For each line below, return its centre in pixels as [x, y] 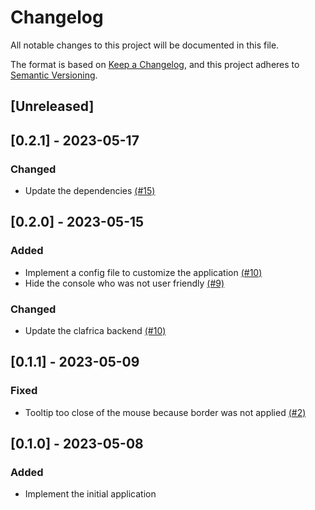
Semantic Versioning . [54, 75]
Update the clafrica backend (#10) [95, 330]
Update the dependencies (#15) [90, 191]
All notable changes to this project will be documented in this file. [145, 45]
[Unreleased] [52, 106]
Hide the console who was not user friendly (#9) [124, 283]
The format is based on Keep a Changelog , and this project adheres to [155, 64]
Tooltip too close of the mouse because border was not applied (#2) [165, 412]
